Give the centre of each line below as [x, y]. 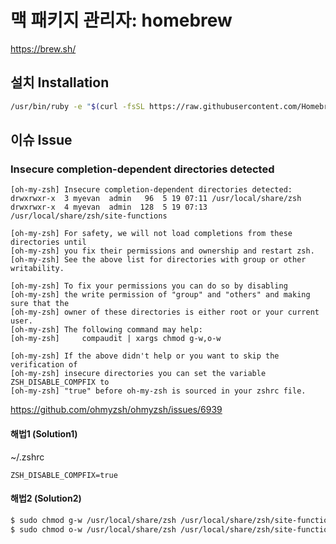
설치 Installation [60, 82]
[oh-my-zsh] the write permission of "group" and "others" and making [160, 295]
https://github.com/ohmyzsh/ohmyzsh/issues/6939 [116, 410]
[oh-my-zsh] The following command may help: [106, 330]
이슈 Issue [41, 140]
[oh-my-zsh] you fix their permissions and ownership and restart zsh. [162, 251]
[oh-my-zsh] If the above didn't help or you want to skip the [145, 356]
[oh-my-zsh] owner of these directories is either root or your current [165, 312]
